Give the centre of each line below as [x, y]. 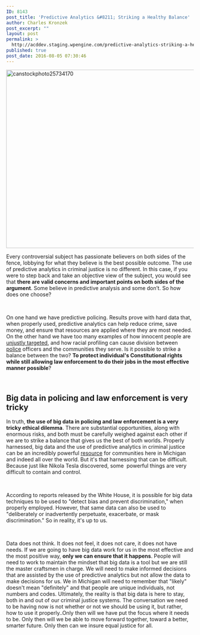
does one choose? [29, 294]
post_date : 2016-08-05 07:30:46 [46, 56]
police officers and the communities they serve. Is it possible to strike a [93, 349]
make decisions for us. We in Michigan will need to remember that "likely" [96, 581]
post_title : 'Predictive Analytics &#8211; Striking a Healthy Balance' [98, 17]
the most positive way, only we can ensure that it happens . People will [93, 556]
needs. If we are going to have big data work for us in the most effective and [100, 550]
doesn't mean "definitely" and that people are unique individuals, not [90, 588]
